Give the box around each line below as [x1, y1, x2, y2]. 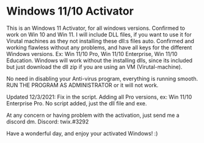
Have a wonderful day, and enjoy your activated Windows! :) [6, 130, 158, 137]
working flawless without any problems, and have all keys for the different [6, 44, 192, 51]
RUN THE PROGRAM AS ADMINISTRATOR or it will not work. [6, 81, 159, 89]
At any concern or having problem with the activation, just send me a [6, 111, 180, 119]
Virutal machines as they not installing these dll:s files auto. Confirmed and [6, 37, 194, 44]
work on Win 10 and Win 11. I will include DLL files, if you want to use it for [6, 30, 192, 38]
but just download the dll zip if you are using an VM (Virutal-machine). [6, 63, 183, 71]
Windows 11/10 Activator [6, 4, 134, 18]
